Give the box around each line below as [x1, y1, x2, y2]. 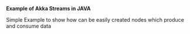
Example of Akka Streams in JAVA [6, 5, 91, 12]
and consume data [6, 23, 52, 29]
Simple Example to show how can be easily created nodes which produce [6, 16, 185, 23]
